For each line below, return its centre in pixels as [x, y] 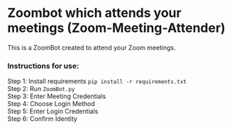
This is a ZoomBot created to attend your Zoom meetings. [92, 47]
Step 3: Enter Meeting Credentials [57, 96]
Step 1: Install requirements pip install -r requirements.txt [97, 81]
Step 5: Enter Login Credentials [53, 112]
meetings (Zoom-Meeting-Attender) [116, 28]
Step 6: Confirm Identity [43, 119]
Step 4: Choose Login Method [51, 104]
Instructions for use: [43, 66]
